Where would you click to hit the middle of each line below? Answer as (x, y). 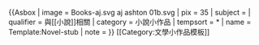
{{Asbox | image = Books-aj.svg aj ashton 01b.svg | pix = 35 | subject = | (129, 12)
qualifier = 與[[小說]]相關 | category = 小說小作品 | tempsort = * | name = (130, 22)
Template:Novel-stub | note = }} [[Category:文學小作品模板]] (109, 32)
